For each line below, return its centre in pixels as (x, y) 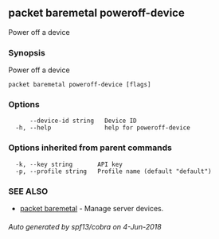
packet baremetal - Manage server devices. (92, 208)
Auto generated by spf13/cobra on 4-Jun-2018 (85, 226)
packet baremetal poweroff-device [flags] (80, 85)
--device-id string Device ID (83, 121)
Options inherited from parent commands (90, 148)
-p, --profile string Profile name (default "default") (114, 171)
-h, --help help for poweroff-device (103, 128)
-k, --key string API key (69, 164)
